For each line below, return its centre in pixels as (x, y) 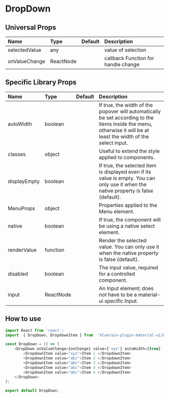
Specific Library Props (41, 82)
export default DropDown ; (32, 391)
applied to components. (127, 157)
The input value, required (129, 268)
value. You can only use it (129, 246)
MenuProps (21, 208)
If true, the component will (130, 220)
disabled (18, 274)
